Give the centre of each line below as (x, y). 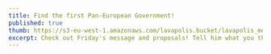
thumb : (19, 30)
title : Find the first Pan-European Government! (92, 15)
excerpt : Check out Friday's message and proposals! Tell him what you (131, 38)
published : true (35, 23)
